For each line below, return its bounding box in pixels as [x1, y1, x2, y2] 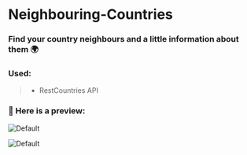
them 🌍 [8, 44, 39, 55]
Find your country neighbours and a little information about [8, 34, 240, 45]
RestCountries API [39, 86, 98, 95]
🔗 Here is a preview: [8, 105, 86, 116]
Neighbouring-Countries [8, 6, 173, 24]
